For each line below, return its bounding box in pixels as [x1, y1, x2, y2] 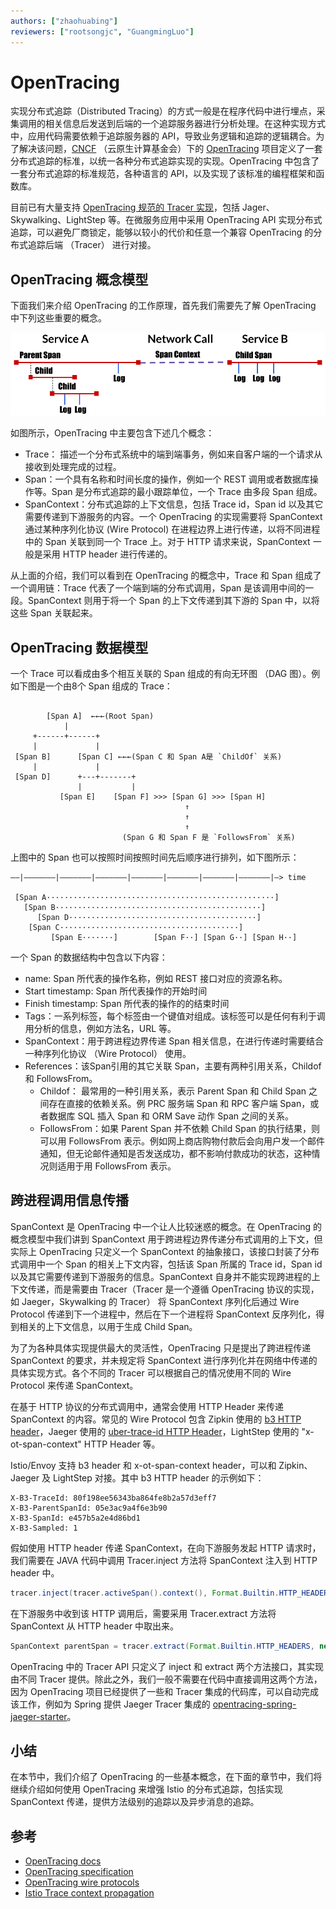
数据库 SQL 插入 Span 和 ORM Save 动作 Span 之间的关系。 [48, 1110, 295, 1122]
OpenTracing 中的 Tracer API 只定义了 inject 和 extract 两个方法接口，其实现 [10, 1660, 324, 1672]
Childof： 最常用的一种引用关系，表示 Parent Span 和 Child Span [39, 1085, 307, 1097]
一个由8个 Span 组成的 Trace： [44, 680, 173, 692]
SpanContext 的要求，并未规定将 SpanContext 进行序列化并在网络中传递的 [10, 1354, 318, 1366]
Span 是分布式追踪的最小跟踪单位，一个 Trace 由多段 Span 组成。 [51, 486, 323, 498]
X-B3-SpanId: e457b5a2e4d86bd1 [10, 1513, 141, 1523]
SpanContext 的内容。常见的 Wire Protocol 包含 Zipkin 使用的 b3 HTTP [10, 1413, 302, 1425]
